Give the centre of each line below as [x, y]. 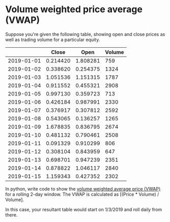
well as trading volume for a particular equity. [53, 40]
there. [11, 215]
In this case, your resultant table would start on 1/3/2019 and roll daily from [84, 209]
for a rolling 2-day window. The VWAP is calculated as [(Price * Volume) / [82, 194]
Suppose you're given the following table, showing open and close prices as [85, 34]
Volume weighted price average [74, 9]
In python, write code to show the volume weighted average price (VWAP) [83, 188]
